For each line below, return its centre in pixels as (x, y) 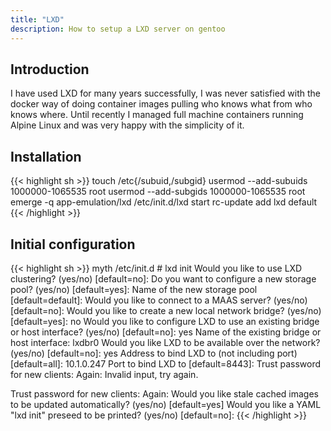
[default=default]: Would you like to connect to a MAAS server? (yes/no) (159, 300)
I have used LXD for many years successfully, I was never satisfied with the (166, 93)
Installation (46, 156)
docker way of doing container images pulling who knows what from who (161, 104)
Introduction (50, 69)
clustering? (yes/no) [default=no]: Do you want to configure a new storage (163, 278)
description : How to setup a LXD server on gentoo (118, 29)
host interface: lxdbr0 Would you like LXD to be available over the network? (165, 342)
